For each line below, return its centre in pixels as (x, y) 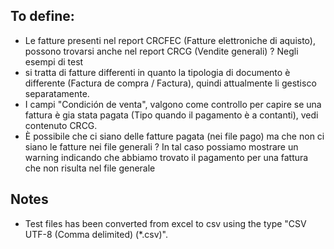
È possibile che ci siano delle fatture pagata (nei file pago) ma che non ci (174, 136)
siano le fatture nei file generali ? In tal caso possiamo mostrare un (161, 146)
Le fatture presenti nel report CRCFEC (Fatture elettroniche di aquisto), (170, 40)
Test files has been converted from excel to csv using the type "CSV (165, 223)
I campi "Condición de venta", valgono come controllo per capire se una (173, 104)
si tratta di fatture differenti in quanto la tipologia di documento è (157, 72)
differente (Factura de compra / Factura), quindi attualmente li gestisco (170, 83)
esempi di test (54, 61)
